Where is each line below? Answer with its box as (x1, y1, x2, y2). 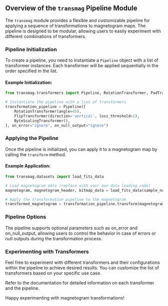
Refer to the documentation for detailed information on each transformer (5, 279, 154, 285)
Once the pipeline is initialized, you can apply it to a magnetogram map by (5, 146, 157, 152)
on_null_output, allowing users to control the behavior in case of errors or (5, 230, 156, 236)
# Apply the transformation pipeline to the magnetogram (5, 197, 126, 202)
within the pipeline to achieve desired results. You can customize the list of (5, 264, 159, 270)
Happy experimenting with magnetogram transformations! (5, 294, 125, 300)
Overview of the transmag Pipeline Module (5, 4, 137, 13)
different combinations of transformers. (5, 33, 86, 39)
